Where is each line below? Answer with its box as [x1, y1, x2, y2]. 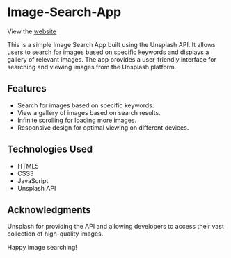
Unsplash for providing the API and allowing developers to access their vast [7, 223, 225, 231]
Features [7, 83, 47, 94]
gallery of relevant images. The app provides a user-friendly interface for [7, 55, 217, 63]
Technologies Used [7, 144, 93, 155]
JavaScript [17, 176, 49, 184]
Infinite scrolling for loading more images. [17, 116, 137, 124]
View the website [7, 27, 57, 35]
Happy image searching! [7, 243, 78, 252]
